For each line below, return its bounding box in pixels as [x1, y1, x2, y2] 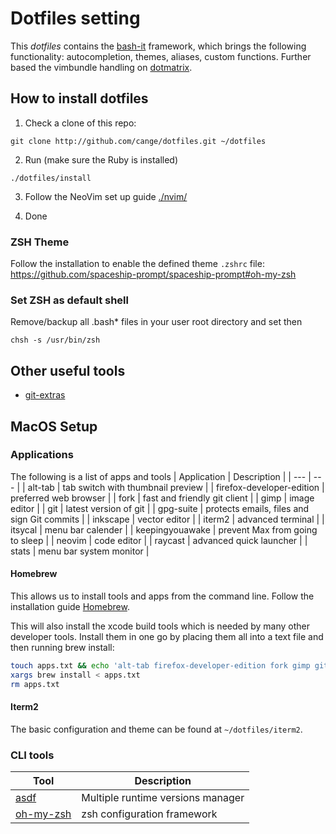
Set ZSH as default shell [10, 293, 129, 307]
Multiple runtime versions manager [81, 791, 245, 805]
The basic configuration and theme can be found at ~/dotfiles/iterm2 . [10, 723, 303, 735]
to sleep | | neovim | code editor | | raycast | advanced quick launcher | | [10, 534, 308, 546]
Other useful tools [10, 362, 126, 379]
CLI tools [10, 748, 55, 762]
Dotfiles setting [10, 7, 141, 30]
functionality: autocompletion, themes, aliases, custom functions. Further [10, 50, 312, 62]
